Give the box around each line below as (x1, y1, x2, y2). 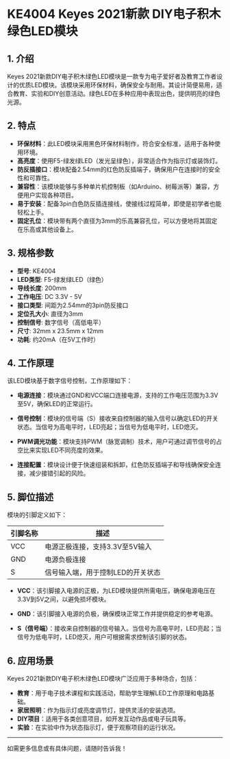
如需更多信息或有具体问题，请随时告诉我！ (7, 745, 127, 753)
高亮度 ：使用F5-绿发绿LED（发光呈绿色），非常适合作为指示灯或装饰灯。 (16, 156, 222, 165)
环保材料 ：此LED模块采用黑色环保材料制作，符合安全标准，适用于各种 (16, 139, 215, 147)
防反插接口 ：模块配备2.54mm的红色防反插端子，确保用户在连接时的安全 (16, 165, 221, 173)
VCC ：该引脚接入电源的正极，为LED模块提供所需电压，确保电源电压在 (16, 587, 216, 595)
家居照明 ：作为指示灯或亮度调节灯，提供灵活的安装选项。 (16, 706, 179, 714)
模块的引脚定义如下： (7, 511, 67, 519)
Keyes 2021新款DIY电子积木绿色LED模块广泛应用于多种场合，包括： (7, 675, 199, 683)
